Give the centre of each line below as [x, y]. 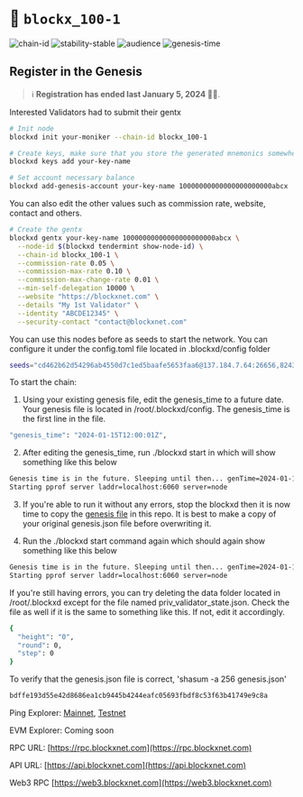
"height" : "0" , [46, 637]
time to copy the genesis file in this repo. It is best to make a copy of [149, 514]
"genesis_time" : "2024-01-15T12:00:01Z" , [88, 435]
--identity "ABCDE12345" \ [68, 313]
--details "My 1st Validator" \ [78, 305]
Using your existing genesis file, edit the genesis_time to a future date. [153, 399]
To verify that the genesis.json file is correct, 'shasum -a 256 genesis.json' [148, 679]
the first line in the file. [64, 419]
